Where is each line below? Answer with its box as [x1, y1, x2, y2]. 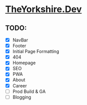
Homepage [12, 60, 36, 66]
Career [12, 82, 27, 89]
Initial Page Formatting [12, 48, 59, 55]
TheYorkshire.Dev [5, 4, 82, 15]
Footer [12, 43, 27, 49]
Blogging [12, 94, 32, 100]
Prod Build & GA [12, 88, 46, 94]
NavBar [12, 37, 29, 43]
